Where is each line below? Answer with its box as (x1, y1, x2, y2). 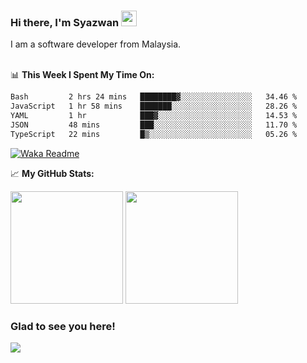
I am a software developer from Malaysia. (10, 38, 182, 50)
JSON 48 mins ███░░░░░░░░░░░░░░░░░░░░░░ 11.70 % (10, 120, 298, 130)
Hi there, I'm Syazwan (10, 15, 120, 29)
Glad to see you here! (10, 319, 116, 333)
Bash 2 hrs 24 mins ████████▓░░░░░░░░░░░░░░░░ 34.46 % (10, 92, 298, 102)
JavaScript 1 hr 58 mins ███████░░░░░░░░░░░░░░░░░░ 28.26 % (10, 101, 298, 112)
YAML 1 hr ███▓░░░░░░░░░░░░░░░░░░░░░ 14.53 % (10, 111, 298, 121)
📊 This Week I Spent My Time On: (10, 69, 155, 81)
